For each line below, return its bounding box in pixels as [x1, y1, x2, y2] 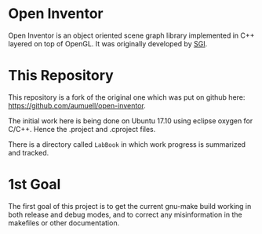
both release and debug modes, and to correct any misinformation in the [8, 210, 242, 219]
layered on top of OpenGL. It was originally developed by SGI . [8, 38, 208, 48]
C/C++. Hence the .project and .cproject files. [8, 124, 156, 133]
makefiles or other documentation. [8, 218, 120, 228]
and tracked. [8, 148, 49, 157]
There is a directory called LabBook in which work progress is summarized [8, 139, 246, 149]
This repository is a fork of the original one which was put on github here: [8, 92, 246, 102]
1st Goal [8, 176, 61, 193]
